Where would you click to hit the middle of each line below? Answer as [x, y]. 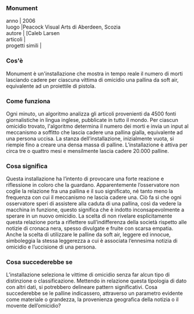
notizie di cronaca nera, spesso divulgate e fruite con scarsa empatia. [90, 228]
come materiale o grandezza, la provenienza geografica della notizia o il [92, 299]
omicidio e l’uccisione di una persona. [51, 247]
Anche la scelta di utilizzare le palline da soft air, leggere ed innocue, [88, 235]
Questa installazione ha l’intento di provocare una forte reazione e [85, 179]
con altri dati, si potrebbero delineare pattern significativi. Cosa [82, 287]
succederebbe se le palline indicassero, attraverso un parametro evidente [95, 294]
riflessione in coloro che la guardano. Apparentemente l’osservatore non [93, 185]
